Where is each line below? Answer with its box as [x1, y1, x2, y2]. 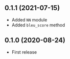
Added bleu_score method [11, 22, 66, 28]
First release [11, 49, 37, 55]
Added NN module [11, 17, 47, 22]
